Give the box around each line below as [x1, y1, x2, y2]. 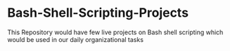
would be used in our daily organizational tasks [7, 35, 144, 43]
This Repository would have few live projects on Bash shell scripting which [7, 28, 224, 36]
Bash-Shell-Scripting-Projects [7, 5, 189, 21]
